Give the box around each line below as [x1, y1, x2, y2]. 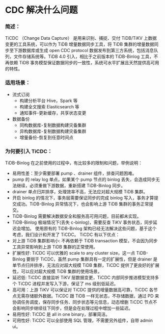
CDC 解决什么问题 [5, 4, 78, 16]
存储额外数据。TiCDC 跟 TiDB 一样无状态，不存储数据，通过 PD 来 [25, 293, 160, 299]
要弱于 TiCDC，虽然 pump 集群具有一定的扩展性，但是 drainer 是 [26, 256, 158, 262]
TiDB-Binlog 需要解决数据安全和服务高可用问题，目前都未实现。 [12, 213, 141, 219]
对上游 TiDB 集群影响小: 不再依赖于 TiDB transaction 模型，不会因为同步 [12, 238, 158, 244]
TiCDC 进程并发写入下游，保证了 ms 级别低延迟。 [18, 281, 119, 287]
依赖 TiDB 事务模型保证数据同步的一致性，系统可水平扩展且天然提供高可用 [9, 60, 160, 66]
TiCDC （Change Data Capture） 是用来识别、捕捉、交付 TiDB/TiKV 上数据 [5, 35, 157, 41]
